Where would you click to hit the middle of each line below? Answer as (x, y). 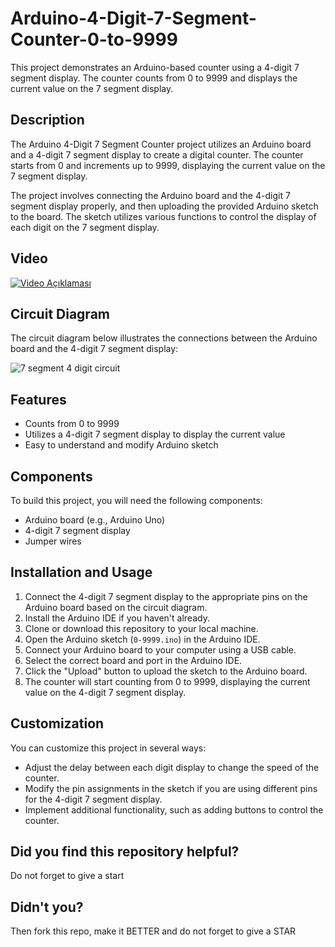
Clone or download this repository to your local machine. (141, 628)
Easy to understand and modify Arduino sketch (121, 445)
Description (47, 120)
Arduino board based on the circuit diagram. (116, 607)
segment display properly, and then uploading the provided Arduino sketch (164, 206)
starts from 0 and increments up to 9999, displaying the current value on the (168, 165)
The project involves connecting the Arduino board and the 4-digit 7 (150, 195)
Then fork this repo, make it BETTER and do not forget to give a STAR (153, 931)
